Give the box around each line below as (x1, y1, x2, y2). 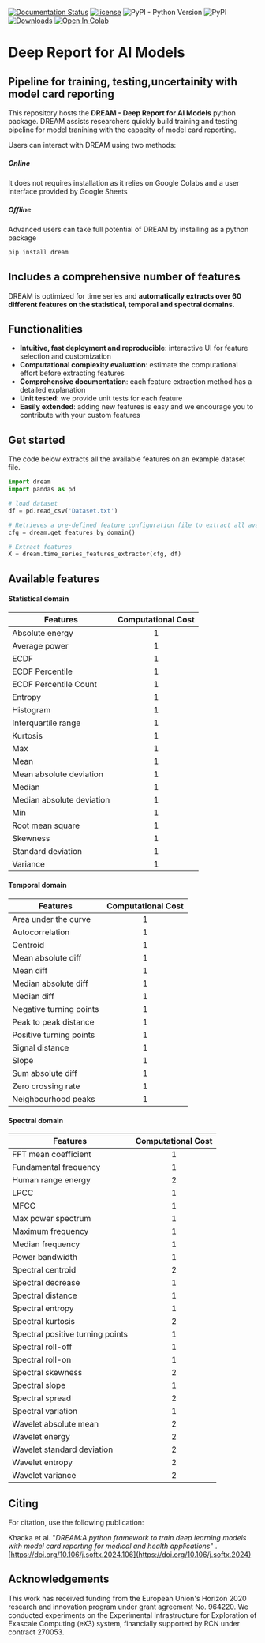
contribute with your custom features (19, 411, 140, 420)
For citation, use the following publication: (8, 1517, 144, 1528)
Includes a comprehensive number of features (8, 270, 241, 284)
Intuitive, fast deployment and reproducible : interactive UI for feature (19, 344, 248, 353)
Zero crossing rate (12, 1081, 80, 1092)
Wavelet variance (12, 1470, 77, 1481)
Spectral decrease (12, 1277, 80, 1288)
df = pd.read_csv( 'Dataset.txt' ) (8, 506, 118, 515)
